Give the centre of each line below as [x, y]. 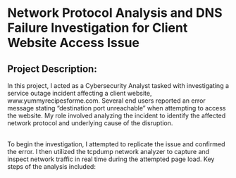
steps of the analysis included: [52, 166]
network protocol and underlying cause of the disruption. [90, 123]
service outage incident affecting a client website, [80, 93]
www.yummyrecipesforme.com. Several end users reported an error [106, 101]
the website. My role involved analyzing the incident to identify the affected [117, 115]
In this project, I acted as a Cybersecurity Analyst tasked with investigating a [118, 85]
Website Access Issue [73, 43]
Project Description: [52, 69]
